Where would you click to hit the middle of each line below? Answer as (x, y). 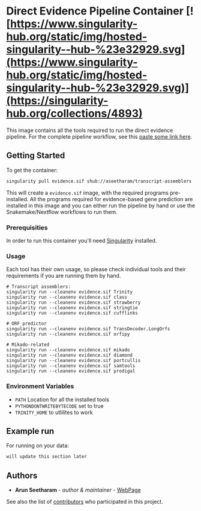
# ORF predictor (26, 324)
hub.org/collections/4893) (74, 114)
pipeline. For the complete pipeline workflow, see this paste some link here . (99, 136)
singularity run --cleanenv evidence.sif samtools (71, 366)
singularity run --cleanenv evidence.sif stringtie (72, 308)
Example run (30, 431)
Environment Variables (40, 386)
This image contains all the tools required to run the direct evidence (90, 130)
